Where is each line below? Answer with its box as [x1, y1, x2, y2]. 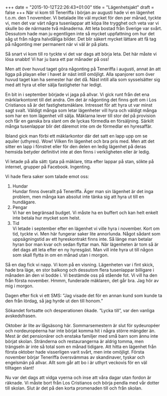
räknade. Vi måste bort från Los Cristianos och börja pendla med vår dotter [5, 380, 160, 386]
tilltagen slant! [5, 365, 34, 371]
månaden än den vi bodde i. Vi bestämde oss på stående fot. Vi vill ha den [5, 272, 158, 278]
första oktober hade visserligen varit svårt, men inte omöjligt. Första [5, 349, 145, 355]
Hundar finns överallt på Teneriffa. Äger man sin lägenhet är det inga [12, 189, 154, 194]
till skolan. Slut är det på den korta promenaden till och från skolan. [5, 385, 143, 391]
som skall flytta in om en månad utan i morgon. [12, 252, 109, 258]
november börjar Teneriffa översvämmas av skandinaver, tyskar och [5, 354, 146, 360]
